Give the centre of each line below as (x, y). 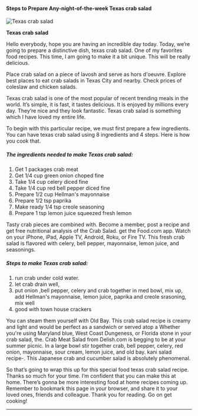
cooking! (17, 401)
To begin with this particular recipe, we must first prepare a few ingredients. (98, 128)
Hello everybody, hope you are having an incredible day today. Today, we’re (98, 44)
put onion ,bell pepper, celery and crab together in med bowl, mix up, (99, 290)
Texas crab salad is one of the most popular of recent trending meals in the (97, 98)
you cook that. (24, 141)
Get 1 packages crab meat (46, 169)
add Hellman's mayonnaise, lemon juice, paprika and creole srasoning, (100, 297)
